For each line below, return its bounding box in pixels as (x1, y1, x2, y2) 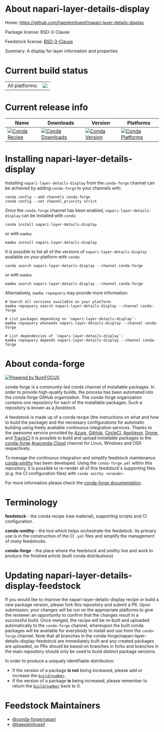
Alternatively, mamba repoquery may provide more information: (5, 290, 128, 296)
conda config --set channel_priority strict (5, 199, 97, 204)
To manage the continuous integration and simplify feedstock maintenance (5, 454, 156, 460)
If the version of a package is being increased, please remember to (12, 678, 147, 684)
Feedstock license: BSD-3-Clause (5, 38, 73, 44)
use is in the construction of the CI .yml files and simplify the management (5, 533, 155, 538)
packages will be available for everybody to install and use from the (5, 627, 141, 633)
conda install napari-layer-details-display (5, 222, 97, 227)
